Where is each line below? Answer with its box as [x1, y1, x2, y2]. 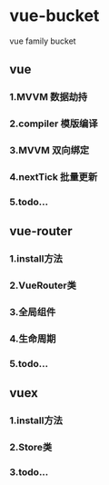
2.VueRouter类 [9, 279, 77, 292]
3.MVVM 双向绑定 [9, 144, 90, 157]
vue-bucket [9, 5, 100, 26]
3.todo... [9, 466, 49, 479]
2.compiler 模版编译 [9, 117, 98, 130]
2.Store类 [9, 441, 53, 454]
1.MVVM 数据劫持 [9, 91, 88, 104]
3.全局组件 [9, 306, 56, 319]
